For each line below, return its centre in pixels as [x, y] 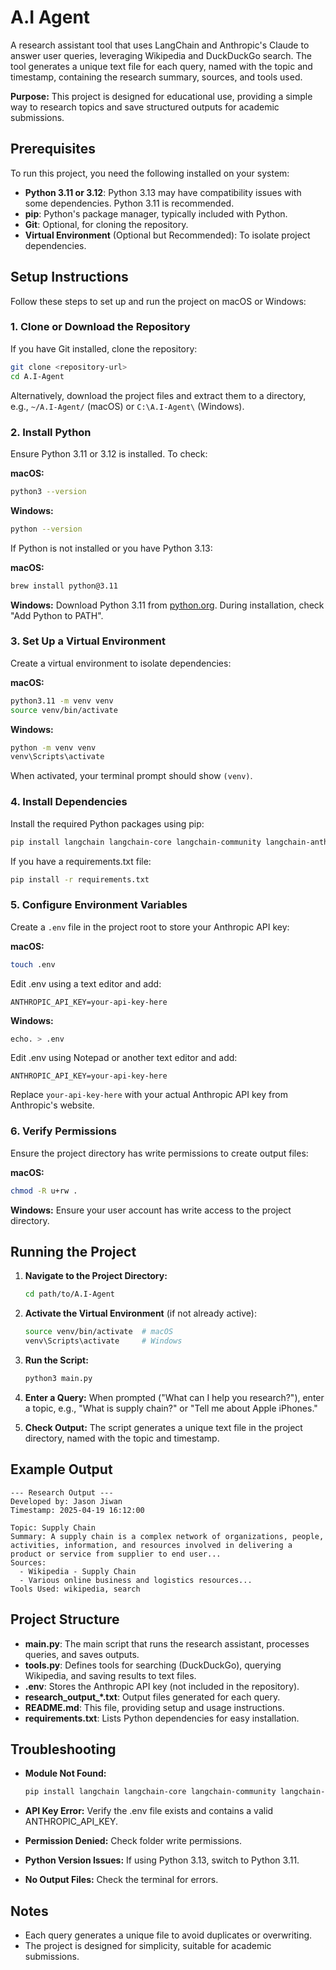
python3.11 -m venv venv [62, 701]
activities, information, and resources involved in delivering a [151, 1545]
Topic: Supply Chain [53, 1527]
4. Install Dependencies [69, 802]
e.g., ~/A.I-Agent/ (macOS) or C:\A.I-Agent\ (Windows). [127, 406]
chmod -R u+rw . [44, 1191]
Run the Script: [56, 1360]
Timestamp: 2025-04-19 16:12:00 [77, 1510]
